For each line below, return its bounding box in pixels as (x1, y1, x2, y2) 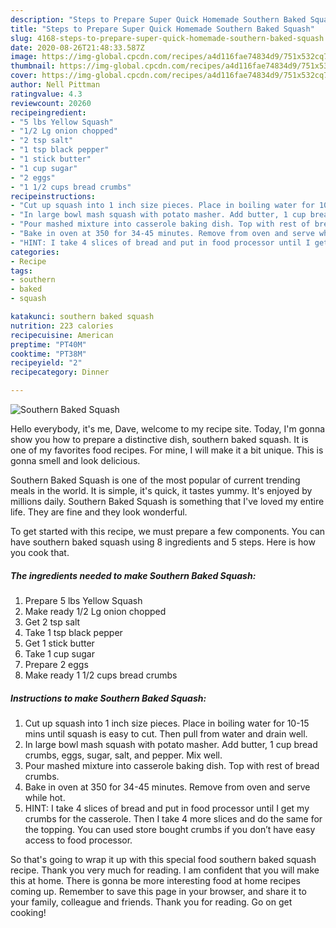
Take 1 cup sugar (24, 647, 95, 660)
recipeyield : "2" (10, 358, 83, 368)
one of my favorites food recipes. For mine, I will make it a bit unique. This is (10, 444, 324, 456)
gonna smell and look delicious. (10, 455, 141, 466)
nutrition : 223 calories (10, 321, 114, 331)
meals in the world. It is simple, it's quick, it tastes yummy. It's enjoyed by (10, 485, 313, 496)
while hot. (24, 791, 66, 803)
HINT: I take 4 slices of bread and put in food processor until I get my (24, 802, 310, 814)
